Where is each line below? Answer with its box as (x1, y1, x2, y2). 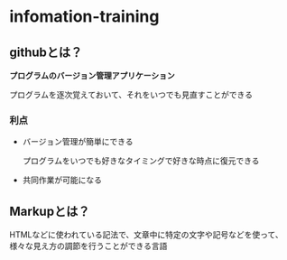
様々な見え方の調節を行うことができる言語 (9, 241, 168, 252)
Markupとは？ (9, 203, 90, 218)
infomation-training (9, 6, 160, 27)
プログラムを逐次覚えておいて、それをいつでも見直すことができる (9, 89, 254, 100)
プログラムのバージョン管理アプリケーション (9, 70, 176, 80)
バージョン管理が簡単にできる (22, 136, 134, 147)
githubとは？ (9, 44, 83, 60)
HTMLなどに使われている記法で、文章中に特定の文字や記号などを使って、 (9, 229, 283, 240)
